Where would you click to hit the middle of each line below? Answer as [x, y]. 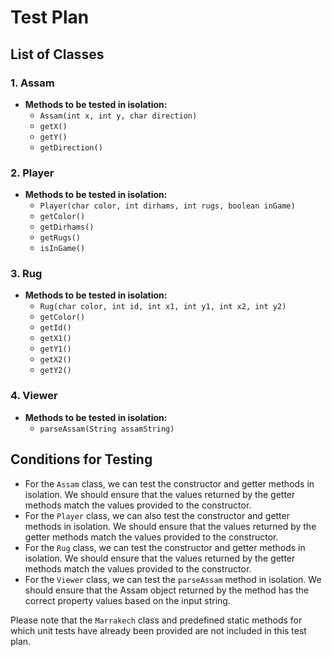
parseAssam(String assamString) [107, 429]
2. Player [32, 173]
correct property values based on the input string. [127, 600]
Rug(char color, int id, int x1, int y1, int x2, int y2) [163, 307]
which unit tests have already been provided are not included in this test [158, 630]
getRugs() [60, 238]
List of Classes [57, 54]
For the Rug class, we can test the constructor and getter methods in [165, 547]
